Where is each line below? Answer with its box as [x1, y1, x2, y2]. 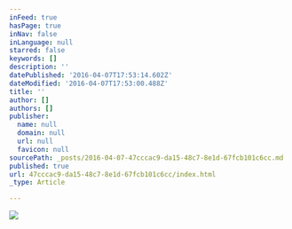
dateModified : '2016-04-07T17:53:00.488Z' [9, 79, 169, 88]
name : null [17, 121, 58, 130]
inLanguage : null [9, 37, 74, 47]
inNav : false [9, 29, 58, 38]
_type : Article [9, 178, 66, 187]
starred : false [9, 46, 66, 55]
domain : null [17, 129, 66, 138]
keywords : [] [9, 54, 58, 63]
